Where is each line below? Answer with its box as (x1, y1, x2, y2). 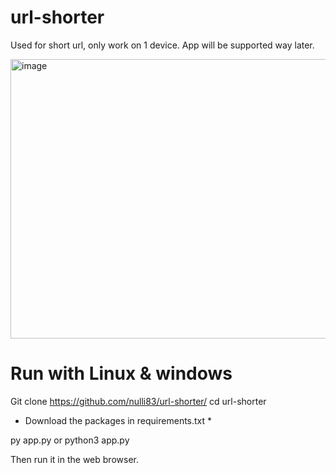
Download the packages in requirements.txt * (24, 414, 213, 426)
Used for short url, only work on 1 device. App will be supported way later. (10, 39, 315, 51)
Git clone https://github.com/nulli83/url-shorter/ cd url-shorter (10, 395, 267, 407)
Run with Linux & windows (10, 362, 233, 385)
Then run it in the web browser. (10, 453, 139, 465)
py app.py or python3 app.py (10, 434, 130, 446)
